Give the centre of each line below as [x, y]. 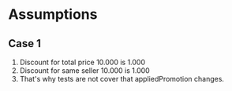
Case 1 [25, 44]
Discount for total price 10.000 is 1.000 [82, 62]
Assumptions [53, 15]
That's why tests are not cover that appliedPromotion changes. [122, 79]
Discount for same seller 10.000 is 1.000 [84, 71]
